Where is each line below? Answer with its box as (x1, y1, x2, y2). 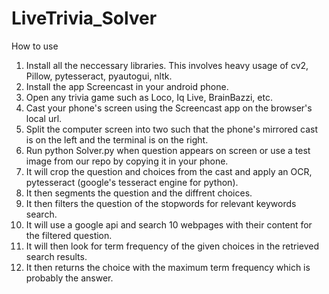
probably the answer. (25, 272, 114, 284)
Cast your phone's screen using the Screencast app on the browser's (25, 102, 313, 114)
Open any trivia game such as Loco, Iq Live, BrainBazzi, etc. (25, 91, 273, 103)
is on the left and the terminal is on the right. (25, 133, 209, 146)
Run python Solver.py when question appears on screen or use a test (25, 144, 311, 156)
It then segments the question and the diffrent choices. (25, 187, 253, 199)
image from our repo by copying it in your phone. (25, 155, 229, 167)
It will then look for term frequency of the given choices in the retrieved (25, 240, 320, 252)
